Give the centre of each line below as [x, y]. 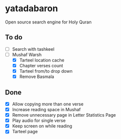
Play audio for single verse [39, 120]
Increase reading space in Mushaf [46, 109]
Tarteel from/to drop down [46, 71]
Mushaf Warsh [27, 55]
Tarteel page [25, 132]
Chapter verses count [41, 65]
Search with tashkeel [33, 49]
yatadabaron [31, 9]
